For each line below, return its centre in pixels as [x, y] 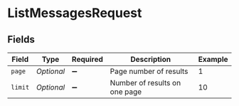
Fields [21, 39]
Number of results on [145, 83]
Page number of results [149, 71]
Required [87, 59]
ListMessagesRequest [75, 13]
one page [126, 92]
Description [151, 59]
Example [213, 59]
